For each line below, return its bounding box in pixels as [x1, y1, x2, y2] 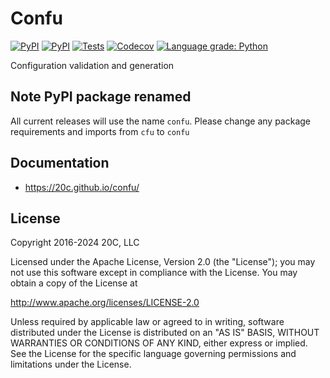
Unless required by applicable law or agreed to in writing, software [10, 316, 285, 328]
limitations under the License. [10, 358, 132, 371]
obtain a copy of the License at [10, 277, 138, 289]
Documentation [10, 155, 110, 172]
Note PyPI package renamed [10, 88, 192, 106]
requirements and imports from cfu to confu [10, 125, 190, 137]
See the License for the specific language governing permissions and [10, 348, 297, 360]
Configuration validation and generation [10, 59, 175, 71]
